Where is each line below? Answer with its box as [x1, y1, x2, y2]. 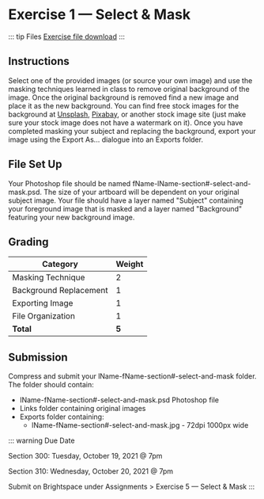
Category [42, 259, 79, 270]
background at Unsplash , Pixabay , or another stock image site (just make [8, 109, 247, 119]
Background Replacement [12, 285, 108, 296]
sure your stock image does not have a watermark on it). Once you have [8, 117, 243, 128]
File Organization [12, 310, 75, 322]
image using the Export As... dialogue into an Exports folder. [8, 135, 204, 144]
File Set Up [8, 158, 62, 171]
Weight [115, 259, 144, 270]
